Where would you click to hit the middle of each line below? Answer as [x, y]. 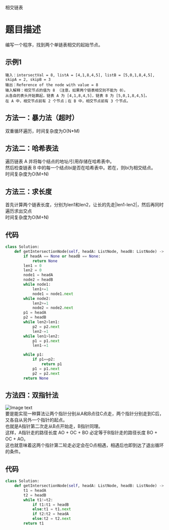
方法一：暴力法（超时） [42, 118]
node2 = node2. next [53, 308]
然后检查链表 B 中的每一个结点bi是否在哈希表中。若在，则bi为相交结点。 [80, 168]
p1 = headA [35, 313]
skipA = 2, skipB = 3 [28, 79]
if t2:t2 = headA [51, 514]
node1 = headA [38, 275]
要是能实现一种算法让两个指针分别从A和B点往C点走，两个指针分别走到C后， [85, 414]
